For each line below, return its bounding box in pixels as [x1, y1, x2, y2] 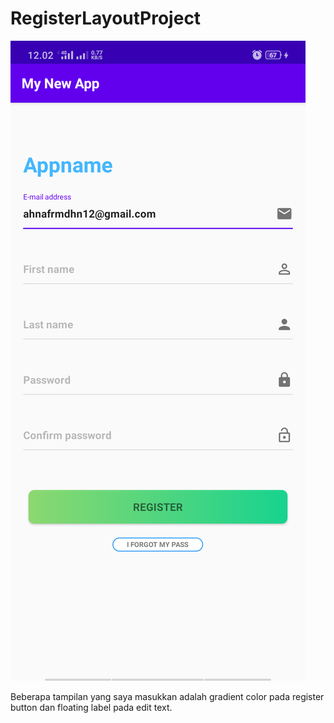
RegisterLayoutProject [10, 7, 202, 30]
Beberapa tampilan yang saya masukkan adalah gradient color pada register [10, 690, 325, 702]
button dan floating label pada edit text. [10, 701, 173, 713]
